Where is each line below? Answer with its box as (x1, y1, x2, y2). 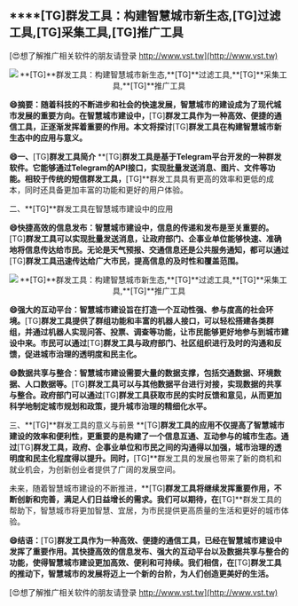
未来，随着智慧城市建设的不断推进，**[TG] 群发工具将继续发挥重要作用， (9, 483, 275, 493)
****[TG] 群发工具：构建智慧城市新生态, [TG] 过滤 (9, 8, 281, 24)
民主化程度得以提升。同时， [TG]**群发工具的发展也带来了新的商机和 (32, 453, 282, 463)
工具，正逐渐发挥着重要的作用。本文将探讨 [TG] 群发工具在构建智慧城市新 (16, 121, 282, 131)
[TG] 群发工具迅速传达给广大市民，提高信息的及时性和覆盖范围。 (9, 256, 244, 266)
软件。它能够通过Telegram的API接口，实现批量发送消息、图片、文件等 (9, 162, 268, 173)
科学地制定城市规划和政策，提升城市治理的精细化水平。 (9, 400, 211, 411)
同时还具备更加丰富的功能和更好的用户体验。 (24, 185, 188, 195)
